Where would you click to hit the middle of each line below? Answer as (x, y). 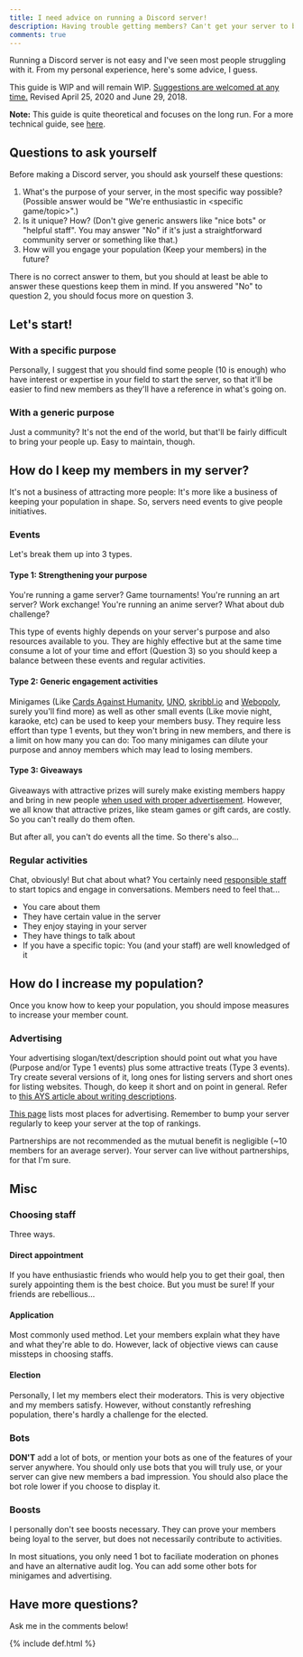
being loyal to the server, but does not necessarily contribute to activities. (146, 1539)
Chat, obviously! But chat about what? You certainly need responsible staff (148, 880)
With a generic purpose (62, 412)
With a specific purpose (63, 350)
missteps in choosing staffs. (62, 1354)
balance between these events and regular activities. (107, 660)
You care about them (61, 907)
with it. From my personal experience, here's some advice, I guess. (134, 70)
